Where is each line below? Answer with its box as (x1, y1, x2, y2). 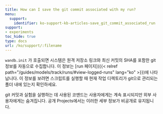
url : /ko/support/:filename (5, 43, 62, 48)
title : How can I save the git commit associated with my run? (5, 7, 136, 12)
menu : (5, 12, 16, 16)
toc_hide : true (5, 34, 36, 39)
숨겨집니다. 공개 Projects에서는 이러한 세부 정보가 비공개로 (26, 98, 137, 103)
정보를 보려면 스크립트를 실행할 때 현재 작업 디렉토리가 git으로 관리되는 (24, 75, 158, 81)
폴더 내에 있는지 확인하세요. (5, 81, 57, 87)
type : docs (5, 39, 27, 44)
